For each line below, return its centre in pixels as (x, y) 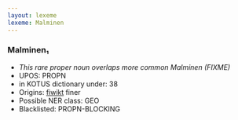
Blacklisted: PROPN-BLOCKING (70, 109)
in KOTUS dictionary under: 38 (68, 84)
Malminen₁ (28, 50)
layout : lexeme (32, 15)
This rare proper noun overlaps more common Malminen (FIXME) (124, 67)
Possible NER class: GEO (59, 100)
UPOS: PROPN (42, 75)
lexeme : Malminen (36, 23)
